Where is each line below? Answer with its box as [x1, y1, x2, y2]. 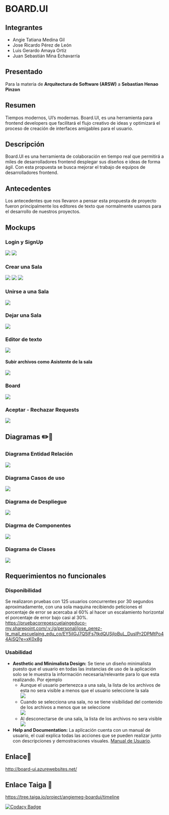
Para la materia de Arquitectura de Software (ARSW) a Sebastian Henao [5, 81, 158, 87]
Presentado [5, 67, 43, 76]
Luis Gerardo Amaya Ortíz [12, 48, 67, 53]
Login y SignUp [5, 238, 44, 245]
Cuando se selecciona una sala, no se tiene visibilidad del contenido [20, 698, 163, 705]
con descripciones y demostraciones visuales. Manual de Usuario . [12, 737, 152, 743]
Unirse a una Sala [5, 288, 49, 295]
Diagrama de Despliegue [5, 498, 67, 505]
